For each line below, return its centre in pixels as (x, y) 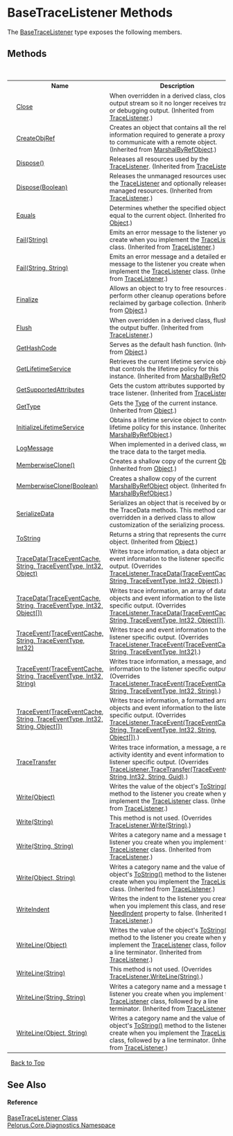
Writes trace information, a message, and (168, 661)
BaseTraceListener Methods (90, 13)
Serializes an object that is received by (164, 502)
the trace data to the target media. (158, 451)
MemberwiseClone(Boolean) (57, 485)
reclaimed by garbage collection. (156, 303)
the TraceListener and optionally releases (168, 183)
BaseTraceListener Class (43, 1117)
